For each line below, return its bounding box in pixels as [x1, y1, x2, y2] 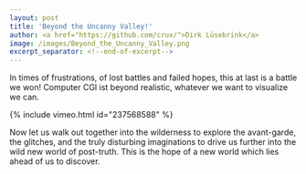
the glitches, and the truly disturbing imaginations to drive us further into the [9, 137, 297, 148]
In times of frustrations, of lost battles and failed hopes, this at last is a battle [9, 72, 298, 83]
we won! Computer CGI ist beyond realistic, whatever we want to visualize [9, 82, 289, 93]
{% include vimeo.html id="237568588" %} [9, 109, 174, 120]
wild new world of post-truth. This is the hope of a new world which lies [9, 147, 280, 158]
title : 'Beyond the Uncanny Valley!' [9, 22, 153, 31]
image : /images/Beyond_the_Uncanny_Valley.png [9, 38, 190, 48]
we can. [9, 92, 39, 103]
